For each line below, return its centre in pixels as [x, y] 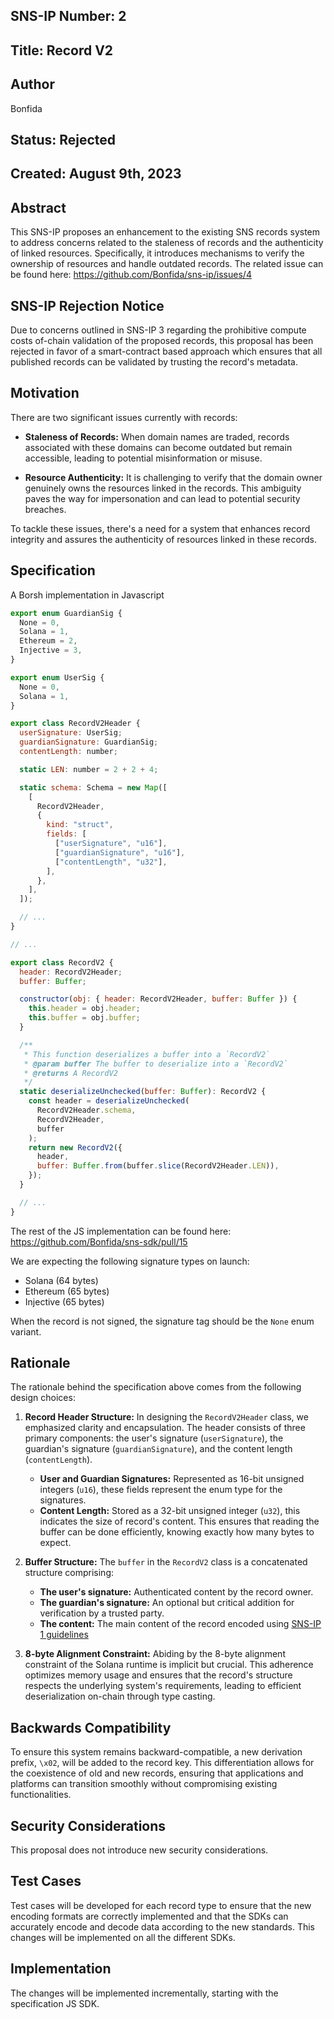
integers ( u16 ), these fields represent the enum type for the [161, 1490]
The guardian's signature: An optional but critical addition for [167, 1603]
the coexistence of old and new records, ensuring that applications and [157, 1773]
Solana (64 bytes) [61, 1280]
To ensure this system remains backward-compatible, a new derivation [156, 1752]
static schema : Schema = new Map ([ [93, 787]
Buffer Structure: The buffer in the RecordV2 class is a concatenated [166, 1562]
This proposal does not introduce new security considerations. [139, 1850]
